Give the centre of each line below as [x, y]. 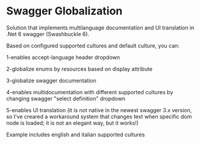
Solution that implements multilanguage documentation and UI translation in [100, 28]
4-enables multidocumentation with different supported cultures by [90, 92]
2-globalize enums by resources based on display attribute [79, 69]
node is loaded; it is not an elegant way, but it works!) [73, 123]
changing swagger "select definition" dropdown [66, 98]
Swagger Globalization [64, 11]
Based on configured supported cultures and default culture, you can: [93, 46]
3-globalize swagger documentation [51, 80]
